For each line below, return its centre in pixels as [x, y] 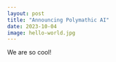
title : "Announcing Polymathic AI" [58, 20]
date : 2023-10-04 [32, 26]
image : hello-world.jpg [41, 33]
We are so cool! [29, 52]
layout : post [26, 13]
